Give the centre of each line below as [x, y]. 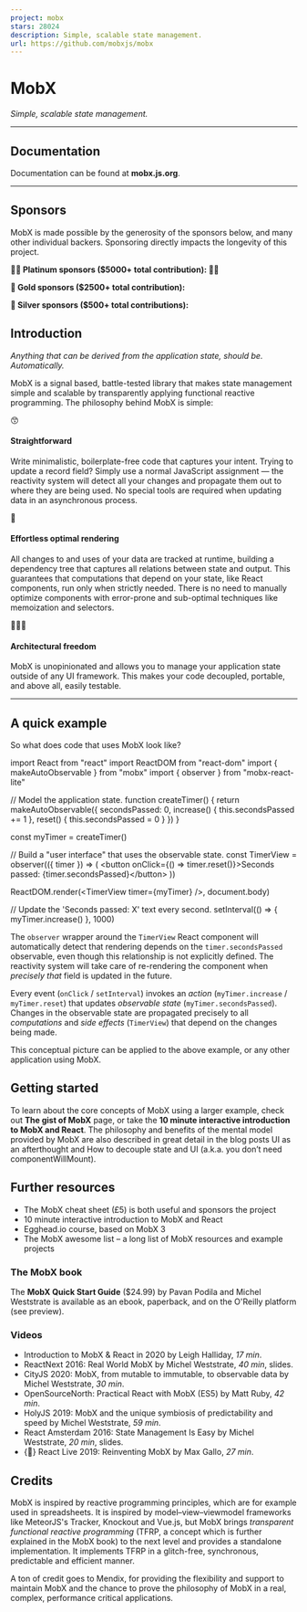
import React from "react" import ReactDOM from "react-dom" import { [144, 763]
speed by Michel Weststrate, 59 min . [92, 1423]
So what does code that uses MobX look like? [96, 745]
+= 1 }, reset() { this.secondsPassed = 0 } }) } [95, 819]
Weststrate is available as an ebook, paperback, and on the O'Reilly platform [153, 1301]
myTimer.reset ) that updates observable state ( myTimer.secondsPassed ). [144, 1003]
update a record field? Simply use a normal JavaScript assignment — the [147, 470]
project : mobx [37, 18]
